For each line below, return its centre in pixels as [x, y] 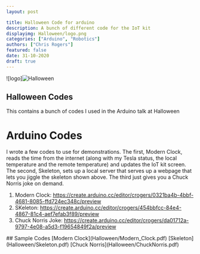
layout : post [22, 12]
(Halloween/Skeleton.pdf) [38, 244]
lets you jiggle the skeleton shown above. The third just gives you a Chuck [97, 177]
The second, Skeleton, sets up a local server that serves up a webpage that [99, 171]
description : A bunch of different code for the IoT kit [79, 28]
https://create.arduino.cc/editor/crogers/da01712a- [126, 221]
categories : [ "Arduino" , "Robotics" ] [53, 39]
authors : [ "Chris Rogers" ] [40, 45]
